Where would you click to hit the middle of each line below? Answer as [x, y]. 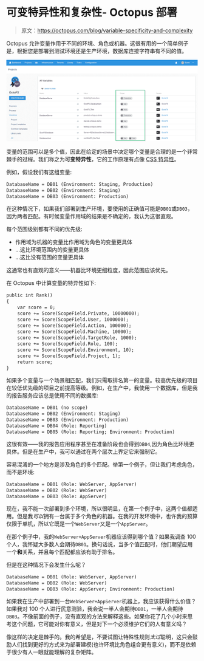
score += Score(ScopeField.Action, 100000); [74, 326]
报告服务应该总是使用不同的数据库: [55, 396]
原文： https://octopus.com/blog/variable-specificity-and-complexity [107, 30]
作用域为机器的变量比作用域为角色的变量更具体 [73, 242]
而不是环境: [21, 472]
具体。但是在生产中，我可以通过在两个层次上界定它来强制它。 [83, 452]
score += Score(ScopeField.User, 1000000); [73, 320]
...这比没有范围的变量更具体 [49, 257]
